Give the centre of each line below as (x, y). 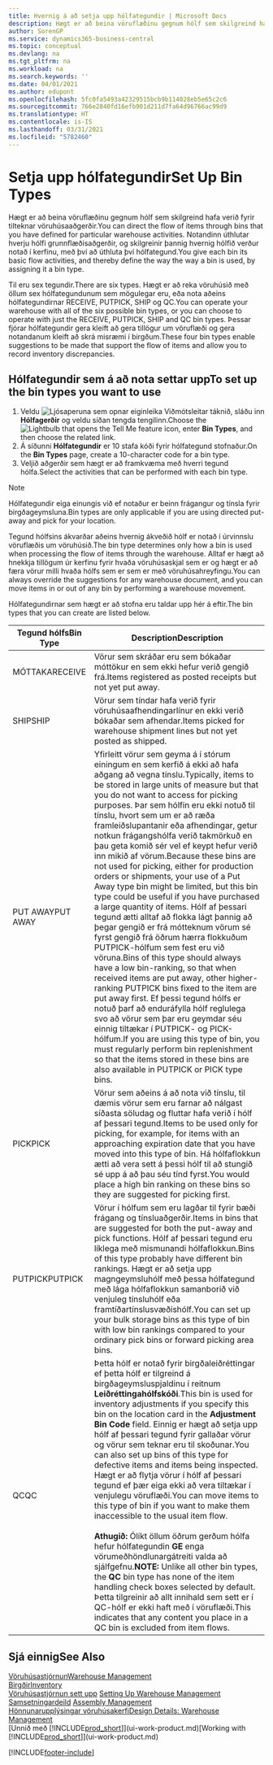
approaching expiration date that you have (175, 1144)
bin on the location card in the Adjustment (175, 1414)
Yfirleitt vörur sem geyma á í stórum (162, 755)
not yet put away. (127, 687)
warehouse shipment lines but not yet (166, 731)
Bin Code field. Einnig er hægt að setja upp (176, 1424)
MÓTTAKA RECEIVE (50, 672)
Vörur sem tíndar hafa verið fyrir (155, 700)
